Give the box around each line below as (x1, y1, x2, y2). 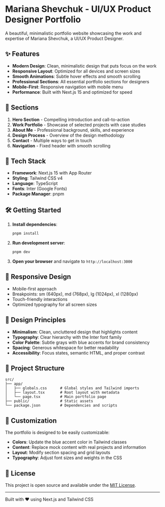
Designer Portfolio (5, 14, 81, 25)
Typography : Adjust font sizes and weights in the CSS (12, 455, 122, 461)
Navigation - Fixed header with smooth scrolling (12, 143, 110, 148)
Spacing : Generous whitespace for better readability (12, 344, 119, 351)
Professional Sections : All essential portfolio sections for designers (12, 78, 150, 84)
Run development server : (12, 240, 65, 246)
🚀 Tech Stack (5, 157, 46, 165)
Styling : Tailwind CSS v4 (12, 175, 63, 181)
